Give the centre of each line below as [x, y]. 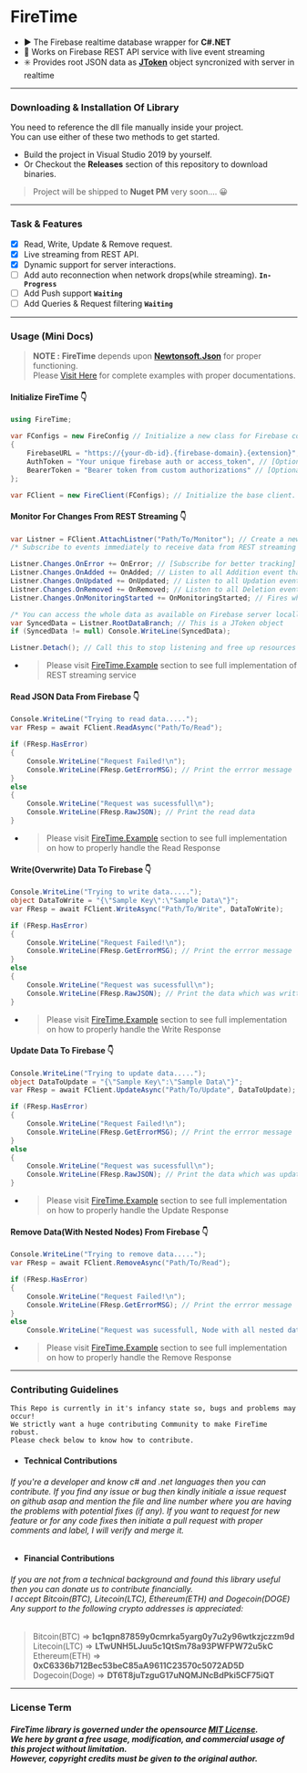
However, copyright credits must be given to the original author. [134, 1758]
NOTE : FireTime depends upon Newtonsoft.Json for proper [147, 356]
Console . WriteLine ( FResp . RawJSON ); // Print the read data [141, 813]
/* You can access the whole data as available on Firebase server [141, 614]
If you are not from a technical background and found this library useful [145, 1579]
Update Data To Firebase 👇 [62, 1051]
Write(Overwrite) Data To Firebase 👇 [81, 869]
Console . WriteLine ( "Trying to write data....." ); [107, 892]
